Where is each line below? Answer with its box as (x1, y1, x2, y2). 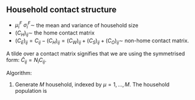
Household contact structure (6, 5, 117, 15)
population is (14, 87, 47, 94)
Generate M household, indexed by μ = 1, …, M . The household (14, 80, 170, 88)
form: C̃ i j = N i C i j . (6, 56, 47, 65)
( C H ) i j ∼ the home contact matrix (14, 29, 95, 38)
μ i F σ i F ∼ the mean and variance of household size (14, 20, 139, 30)
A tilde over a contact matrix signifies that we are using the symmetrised (6, 50, 185, 57)
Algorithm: (6, 69, 32, 76)
